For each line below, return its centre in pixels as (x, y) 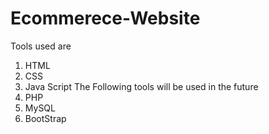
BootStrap (45, 118)
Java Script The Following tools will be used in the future (141, 86)
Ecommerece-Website (105, 18)
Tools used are (41, 46)
